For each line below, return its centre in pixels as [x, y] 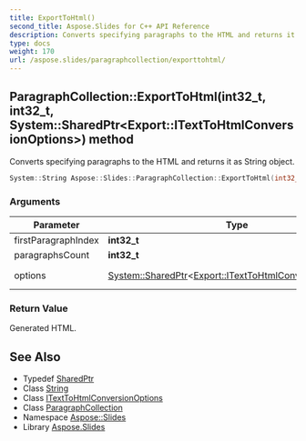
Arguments [35, 201]
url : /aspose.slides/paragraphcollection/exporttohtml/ [117, 60]
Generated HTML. [43, 328]
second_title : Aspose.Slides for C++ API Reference [109, 26]
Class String [46, 388]
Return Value [39, 308]
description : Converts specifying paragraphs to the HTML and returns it [153, 35]
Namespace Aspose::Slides [74, 417]
